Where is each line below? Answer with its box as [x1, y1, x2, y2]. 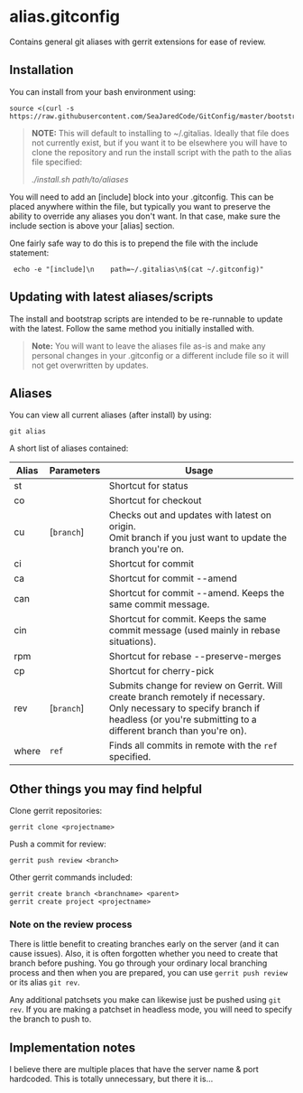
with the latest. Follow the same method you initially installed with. [9, 322, 255, 333]
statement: [9, 247, 50, 258]
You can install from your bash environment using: [9, 86, 197, 97]
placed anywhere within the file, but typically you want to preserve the [9, 201, 271, 211]
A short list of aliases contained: [9, 443, 129, 453]
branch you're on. [108, 543, 185, 556]
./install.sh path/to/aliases [31, 173, 129, 184]
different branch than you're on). [108, 724, 247, 737]
